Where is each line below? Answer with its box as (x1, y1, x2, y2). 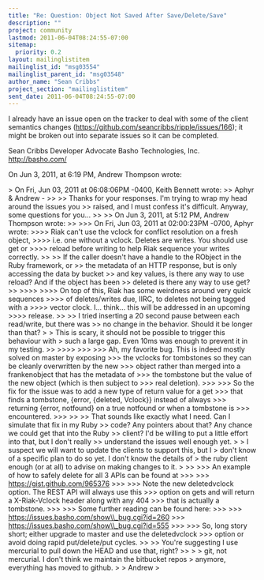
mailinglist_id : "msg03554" (8, 63, 101, 71)
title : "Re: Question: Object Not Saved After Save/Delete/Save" (8, 11, 227, 20)
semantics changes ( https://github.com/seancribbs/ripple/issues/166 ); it (8, 122, 243, 132)
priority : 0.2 (15, 48, 61, 56)
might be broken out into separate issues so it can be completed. (8, 131, 219, 141)
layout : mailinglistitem (8, 56, 90, 64)
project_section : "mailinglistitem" (8, 85, 128, 93)
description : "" (8, 19, 61, 27)
